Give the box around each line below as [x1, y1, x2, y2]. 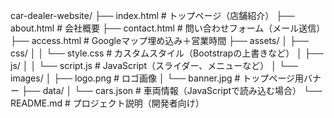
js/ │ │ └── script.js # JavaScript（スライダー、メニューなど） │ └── [10, 60, 298, 71]
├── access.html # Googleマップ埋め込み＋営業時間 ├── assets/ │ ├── [10, 35, 309, 46]
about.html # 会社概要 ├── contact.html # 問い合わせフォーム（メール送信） [10, 22, 326, 34]
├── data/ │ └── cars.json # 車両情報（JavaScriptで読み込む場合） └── [21, 85, 323, 96]
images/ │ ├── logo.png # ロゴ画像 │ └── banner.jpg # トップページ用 [10, 72, 305, 84]
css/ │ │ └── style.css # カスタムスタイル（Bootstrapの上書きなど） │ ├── [10, 47, 324, 59]
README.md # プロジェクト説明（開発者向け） [10, 97, 205, 109]
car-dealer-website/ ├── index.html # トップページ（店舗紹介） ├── [10, 10, 296, 21]
